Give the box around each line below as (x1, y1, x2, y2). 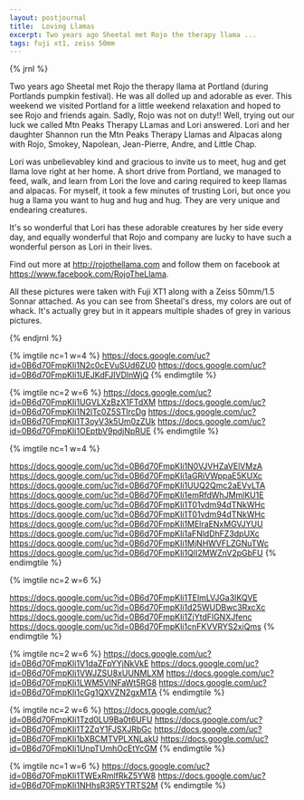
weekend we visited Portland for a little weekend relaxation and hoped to (9, 101, 281, 112)
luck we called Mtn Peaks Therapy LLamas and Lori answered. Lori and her (9, 120, 290, 131)
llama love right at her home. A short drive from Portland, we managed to (9, 166, 281, 177)
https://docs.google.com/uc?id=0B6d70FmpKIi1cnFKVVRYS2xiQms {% (9, 621, 275, 632)
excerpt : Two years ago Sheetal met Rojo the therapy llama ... (9, 30, 257, 39)
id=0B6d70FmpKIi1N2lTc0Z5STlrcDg (9, 406, 147, 417)
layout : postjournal (9, 13, 88, 23)
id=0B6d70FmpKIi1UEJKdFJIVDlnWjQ (9, 369, 149, 381)
